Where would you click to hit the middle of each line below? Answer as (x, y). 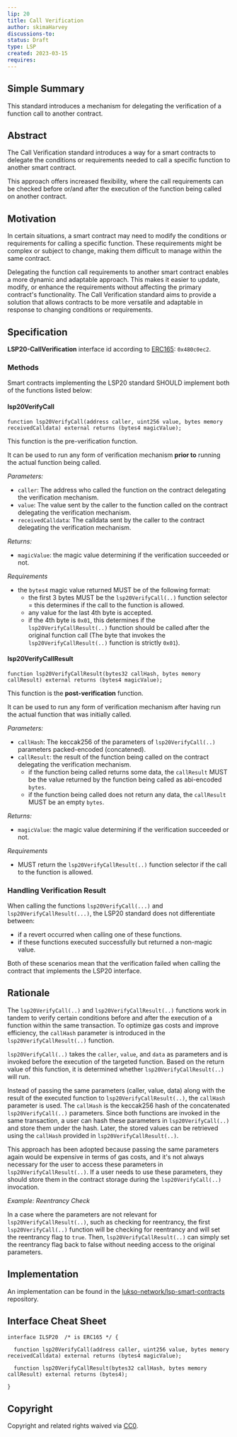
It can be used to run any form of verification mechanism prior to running (114, 455)
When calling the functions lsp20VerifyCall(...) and (85, 906)
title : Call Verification (45, 21)
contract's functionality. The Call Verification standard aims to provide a (112, 295)
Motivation (32, 219)
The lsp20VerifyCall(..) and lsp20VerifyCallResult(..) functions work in (117, 1010)
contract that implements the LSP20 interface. (75, 971)
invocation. (24, 1187)
